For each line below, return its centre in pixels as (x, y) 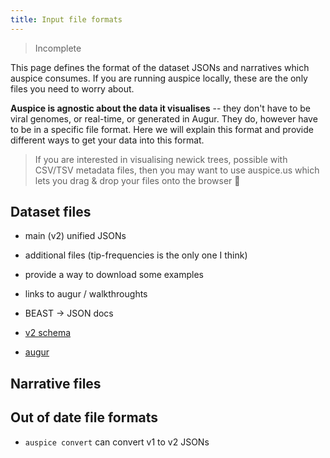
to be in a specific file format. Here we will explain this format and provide (162, 129)
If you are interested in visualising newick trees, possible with (161, 159)
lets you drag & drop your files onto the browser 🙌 (137, 180)
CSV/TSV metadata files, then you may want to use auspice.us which (177, 170)
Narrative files (56, 383)
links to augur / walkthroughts (86, 294)
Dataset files (51, 212)
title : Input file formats (66, 19)
